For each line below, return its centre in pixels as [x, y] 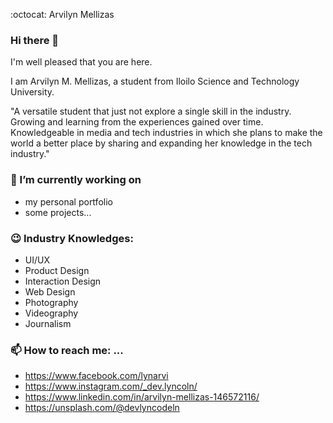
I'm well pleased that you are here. [81, 62]
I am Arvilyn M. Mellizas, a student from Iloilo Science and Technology [155, 81]
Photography [51, 302]
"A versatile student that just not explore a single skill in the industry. [151, 111]
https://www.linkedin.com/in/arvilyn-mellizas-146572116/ [142, 397]
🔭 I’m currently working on [76, 180]
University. [32, 92]
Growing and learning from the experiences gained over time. [137, 122]
